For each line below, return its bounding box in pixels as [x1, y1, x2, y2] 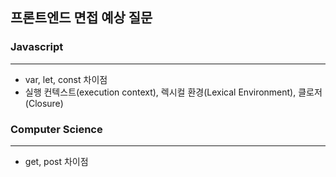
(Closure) [24, 97, 64, 109]
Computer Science [10, 122, 103, 136]
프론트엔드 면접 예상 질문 [10, 9, 153, 27]
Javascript [10, 40, 64, 54]
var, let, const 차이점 [24, 73, 108, 85]
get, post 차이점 [24, 155, 89, 167]
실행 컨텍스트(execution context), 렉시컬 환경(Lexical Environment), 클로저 [24, 86, 323, 98]
